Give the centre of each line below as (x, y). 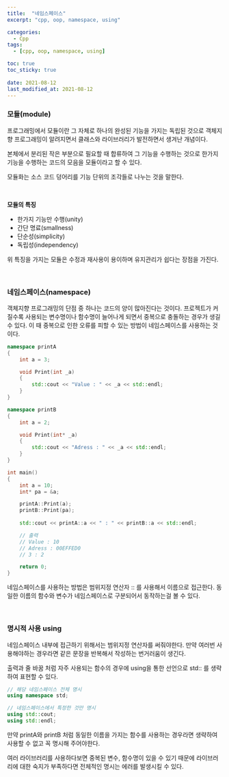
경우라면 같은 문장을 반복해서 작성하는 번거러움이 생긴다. (111, 653)
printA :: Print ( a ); (45, 504)
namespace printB (32, 409)
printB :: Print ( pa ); (47, 511)
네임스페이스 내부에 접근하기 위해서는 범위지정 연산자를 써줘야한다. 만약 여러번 (111, 645)
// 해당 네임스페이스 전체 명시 (44, 689)
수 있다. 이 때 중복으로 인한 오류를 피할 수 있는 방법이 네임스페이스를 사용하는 (109, 325)
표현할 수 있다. (39, 676)
